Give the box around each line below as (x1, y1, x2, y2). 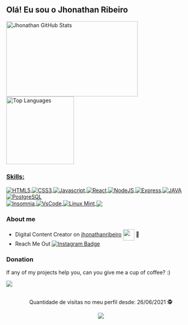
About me (6, 215, 36, 223)
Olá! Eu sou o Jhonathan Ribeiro (6, 5, 128, 15)
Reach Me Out (14, 240, 51, 247)
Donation (6, 255, 34, 264)
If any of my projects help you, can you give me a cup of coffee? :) (6, 269, 171, 276)
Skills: (6, 172, 25, 181)
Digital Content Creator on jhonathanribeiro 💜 (14, 231, 140, 238)
